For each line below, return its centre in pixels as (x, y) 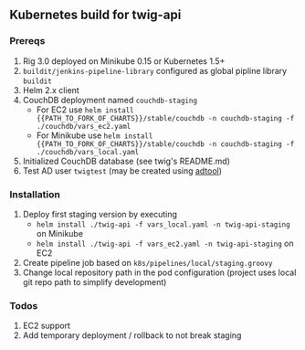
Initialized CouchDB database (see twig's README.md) (126, 161)
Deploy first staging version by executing (100, 214)
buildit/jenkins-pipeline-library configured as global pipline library (155, 70)
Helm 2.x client (51, 90)
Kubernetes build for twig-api (95, 15)
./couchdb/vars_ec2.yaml (84, 126)
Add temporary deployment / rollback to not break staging (132, 335)
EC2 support (47, 326)
